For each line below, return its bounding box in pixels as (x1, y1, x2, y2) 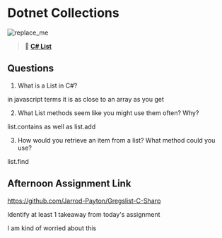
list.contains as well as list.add (7, 122, 96, 131)
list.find (7, 157, 30, 165)
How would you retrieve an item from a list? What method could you (17, 136, 216, 144)
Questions (7, 62, 54, 75)
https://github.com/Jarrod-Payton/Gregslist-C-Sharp (7, 196, 161, 205)
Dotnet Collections (7, 5, 119, 21)
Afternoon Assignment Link (7, 178, 132, 190)
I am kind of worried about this (7, 224, 97, 232)
